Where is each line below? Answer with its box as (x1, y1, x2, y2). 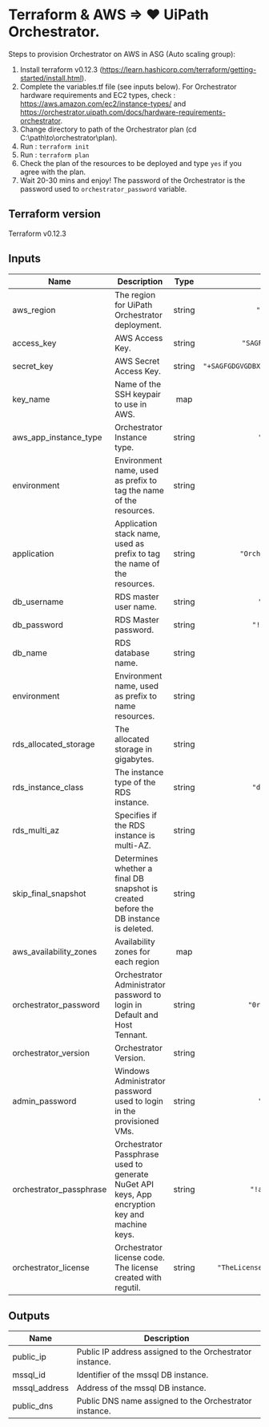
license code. (114, 1251, 166, 1263)
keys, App (114, 1189, 152, 1200)
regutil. (114, 1282, 142, 1293)
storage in (114, 744, 153, 755)
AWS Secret (114, 355, 160, 367)
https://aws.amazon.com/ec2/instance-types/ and (19, 99, 187, 108)
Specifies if (114, 809, 158, 821)
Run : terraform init (19, 141, 90, 151)
